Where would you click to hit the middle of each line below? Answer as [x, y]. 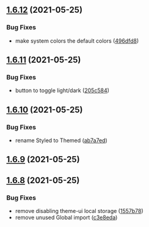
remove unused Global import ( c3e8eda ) [66, 218]
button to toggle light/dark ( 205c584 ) [62, 90]
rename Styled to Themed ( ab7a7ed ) [61, 140]
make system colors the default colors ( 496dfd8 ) [77, 41]
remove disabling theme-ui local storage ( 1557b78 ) [79, 211]
